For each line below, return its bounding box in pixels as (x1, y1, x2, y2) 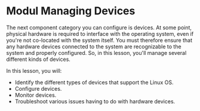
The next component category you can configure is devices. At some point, (6, 24, 192, 31)
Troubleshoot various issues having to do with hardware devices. (14, 97, 176, 105)
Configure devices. (14, 85, 62, 92)
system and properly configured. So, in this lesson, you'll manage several (6, 49, 187, 56)
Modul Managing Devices (6, 4, 136, 18)
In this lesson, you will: (6, 67, 62, 74)
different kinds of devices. (6, 55, 70, 63)
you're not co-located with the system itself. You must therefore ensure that (6, 36, 193, 44)
